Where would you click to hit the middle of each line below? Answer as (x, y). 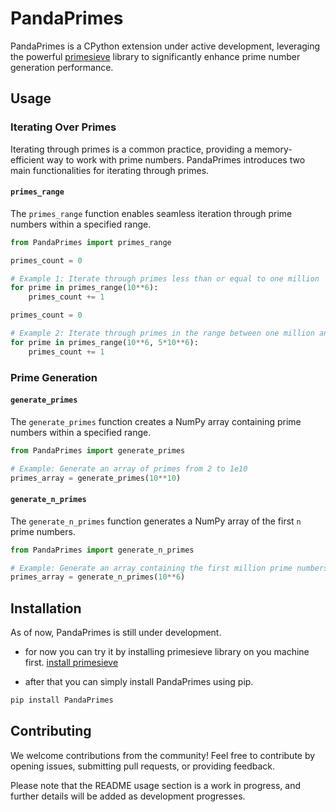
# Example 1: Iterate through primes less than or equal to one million (165, 278)
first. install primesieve (71, 663)
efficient (27, 159)
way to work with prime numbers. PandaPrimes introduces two (176, 159)
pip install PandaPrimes (62, 700)
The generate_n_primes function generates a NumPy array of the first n (156, 521)
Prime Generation (54, 377)
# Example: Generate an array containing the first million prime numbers (169, 568)
